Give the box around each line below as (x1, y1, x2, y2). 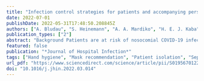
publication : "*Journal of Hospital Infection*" (6, 49, 132, 55)
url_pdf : (6, 60, 29, 66)
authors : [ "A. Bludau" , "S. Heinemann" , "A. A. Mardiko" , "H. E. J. (6, 26, 183, 32)
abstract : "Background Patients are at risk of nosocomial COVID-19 (6, 37, 183, 43)
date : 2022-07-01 (6, 15, 50, 21)
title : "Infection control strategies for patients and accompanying (6, 9, 186, 15)
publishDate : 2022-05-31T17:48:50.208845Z (6, 20, 115, 26)
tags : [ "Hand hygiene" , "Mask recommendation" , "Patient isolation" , (6, 54, 186, 60)
